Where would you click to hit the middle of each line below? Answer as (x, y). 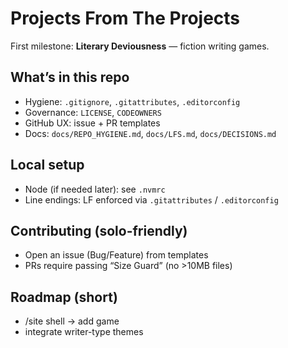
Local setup (47, 165)
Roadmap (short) (64, 297)
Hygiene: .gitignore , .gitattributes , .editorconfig (132, 101)
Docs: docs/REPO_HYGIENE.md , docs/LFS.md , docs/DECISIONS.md (150, 133)
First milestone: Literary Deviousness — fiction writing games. (140, 46)
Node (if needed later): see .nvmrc (95, 189)
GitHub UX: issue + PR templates (92, 123)
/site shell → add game (72, 321)
